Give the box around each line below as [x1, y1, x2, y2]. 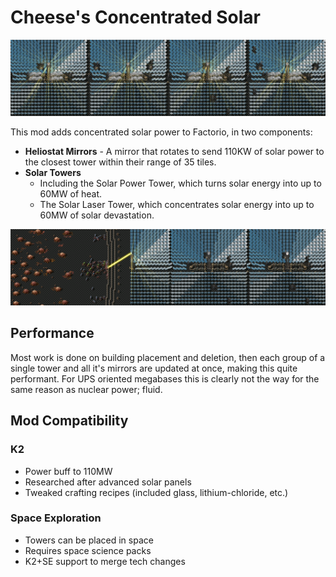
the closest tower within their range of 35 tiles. [24, 156, 217, 168]
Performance [10, 325, 95, 342]
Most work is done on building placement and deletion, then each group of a [10, 351, 326, 363]
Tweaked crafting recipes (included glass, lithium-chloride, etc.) [24, 486, 289, 498]
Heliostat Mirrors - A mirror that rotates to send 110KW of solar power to [24, 146, 325, 157]
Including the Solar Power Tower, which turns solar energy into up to [39, 177, 322, 189]
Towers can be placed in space [24, 534, 154, 546]
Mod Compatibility [10, 412, 129, 430]
